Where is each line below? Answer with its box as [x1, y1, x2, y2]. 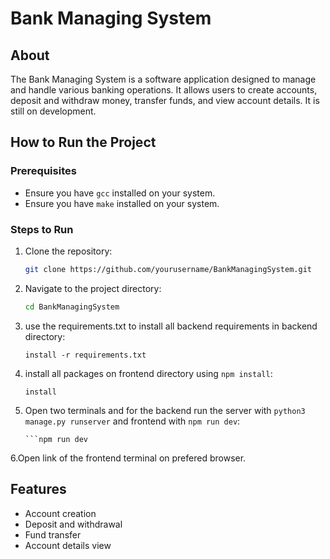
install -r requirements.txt [24, 350, 147, 360]
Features [10, 481, 67, 498]
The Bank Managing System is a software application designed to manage [10, 73, 317, 85]
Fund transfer [24, 528, 82, 541]
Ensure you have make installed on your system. [24, 197, 220, 209]
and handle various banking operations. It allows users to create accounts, [10, 84, 318, 96]
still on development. [10, 105, 97, 117]
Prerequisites [10, 164, 77, 178]
